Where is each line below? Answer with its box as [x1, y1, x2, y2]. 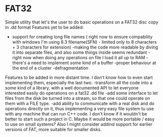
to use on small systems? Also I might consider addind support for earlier [5, 121, 153, 127]
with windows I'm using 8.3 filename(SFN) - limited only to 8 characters [12, 39, 157, 45]
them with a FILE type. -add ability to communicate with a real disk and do [5, 100, 155, 106]
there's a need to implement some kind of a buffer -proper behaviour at [12, 60, 157, 66]
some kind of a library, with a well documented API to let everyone [5, 85, 139, 91]
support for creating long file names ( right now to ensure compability [12, 34, 153, 40]
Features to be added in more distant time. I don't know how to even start [5, 74, 153, 80]
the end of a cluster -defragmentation [12, 65, 89, 71]
